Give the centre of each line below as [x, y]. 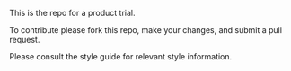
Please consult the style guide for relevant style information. [121, 56]
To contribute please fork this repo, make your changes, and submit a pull [146, 30]
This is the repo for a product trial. [73, 13]
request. [25, 39]
